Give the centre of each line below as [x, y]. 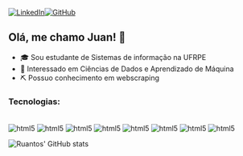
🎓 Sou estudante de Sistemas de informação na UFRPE [113, 57]
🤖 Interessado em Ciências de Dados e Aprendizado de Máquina [127, 69]
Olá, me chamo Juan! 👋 [67, 37]
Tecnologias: [34, 102]
